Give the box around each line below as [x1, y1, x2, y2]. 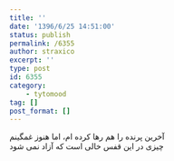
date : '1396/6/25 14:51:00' [9, 22, 116, 31]
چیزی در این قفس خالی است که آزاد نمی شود [9, 141, 165, 152]
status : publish [9, 30, 71, 39]
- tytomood [25, 89, 67, 98]
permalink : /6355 [9, 38, 75, 48]
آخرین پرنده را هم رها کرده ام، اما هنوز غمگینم [9, 131, 165, 142]
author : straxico [9, 47, 75, 56]
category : [9, 81, 47, 90]
